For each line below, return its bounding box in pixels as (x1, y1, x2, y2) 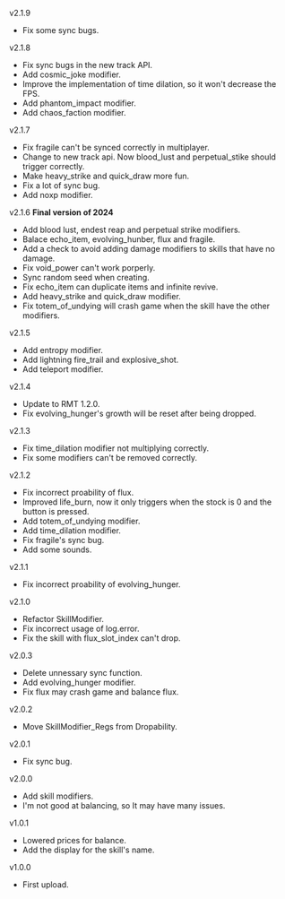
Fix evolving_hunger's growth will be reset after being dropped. (22, 408, 257, 419)
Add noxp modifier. (22, 190, 93, 200)
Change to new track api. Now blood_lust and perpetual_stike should (22, 151, 276, 162)
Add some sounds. (22, 544, 92, 555)
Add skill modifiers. (22, 791, 94, 801)
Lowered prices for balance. (22, 835, 127, 845)
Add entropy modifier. (22, 345, 103, 355)
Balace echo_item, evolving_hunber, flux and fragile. (22, 234, 216, 245)
